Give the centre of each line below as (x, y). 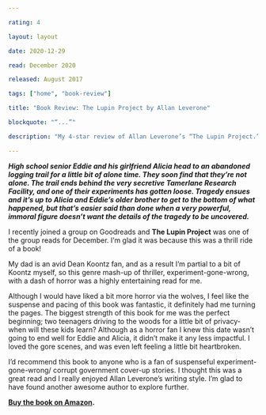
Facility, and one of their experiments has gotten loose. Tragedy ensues (129, 191)
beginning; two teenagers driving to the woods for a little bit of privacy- (125, 321)
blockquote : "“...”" (42, 123)
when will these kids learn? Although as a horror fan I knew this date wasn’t (131, 330)
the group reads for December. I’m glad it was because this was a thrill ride (131, 240)
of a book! (25, 248)
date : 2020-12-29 (37, 51)
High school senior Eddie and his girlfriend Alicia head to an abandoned (129, 166)
